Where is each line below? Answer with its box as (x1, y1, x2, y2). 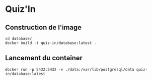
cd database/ (5, 36, 32, 41)
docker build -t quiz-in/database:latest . (5, 40, 97, 45)
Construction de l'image (5, 23, 82, 32)
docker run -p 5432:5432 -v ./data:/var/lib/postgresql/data (5, 67, 135, 72)
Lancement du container (5, 54, 83, 62)
